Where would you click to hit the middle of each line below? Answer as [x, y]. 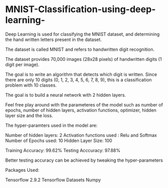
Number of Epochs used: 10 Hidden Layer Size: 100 [59, 140]
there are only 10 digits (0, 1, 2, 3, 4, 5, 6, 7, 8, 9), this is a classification [78, 80]
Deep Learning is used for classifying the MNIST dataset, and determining [82, 34]
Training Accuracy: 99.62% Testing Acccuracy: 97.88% [63, 150]
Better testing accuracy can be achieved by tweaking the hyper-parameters [84, 160]
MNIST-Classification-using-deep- [80, 9]
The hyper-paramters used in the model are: [51, 125]
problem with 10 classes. [31, 85]
